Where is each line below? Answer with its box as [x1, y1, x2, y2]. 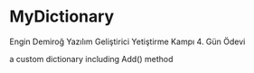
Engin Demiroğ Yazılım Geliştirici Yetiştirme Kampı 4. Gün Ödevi [9, 36, 246, 47]
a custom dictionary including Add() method [9, 53, 174, 64]
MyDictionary [9, 6, 115, 27]
